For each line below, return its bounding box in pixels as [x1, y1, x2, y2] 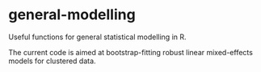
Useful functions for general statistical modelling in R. [8, 32, 187, 42]
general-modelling [8, 6, 136, 24]
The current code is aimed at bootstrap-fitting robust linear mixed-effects [8, 47, 253, 57]
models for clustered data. [8, 56, 96, 66]
